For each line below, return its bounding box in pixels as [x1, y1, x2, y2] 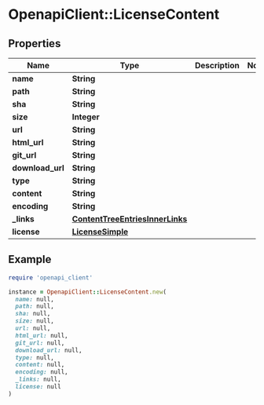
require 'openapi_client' [8, 273, 93, 282]
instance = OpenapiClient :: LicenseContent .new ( [8, 288, 167, 296]
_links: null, [15, 375, 61, 384]
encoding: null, [15, 368, 68, 376]
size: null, [15, 317, 55, 325]
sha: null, [15, 310, 51, 318]
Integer [71, 111, 100, 122]
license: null [15, 383, 61, 391]
